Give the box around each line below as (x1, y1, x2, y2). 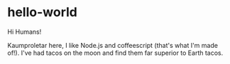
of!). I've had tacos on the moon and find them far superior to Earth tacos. (7, 49, 224, 57)
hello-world (7, 4, 78, 20)
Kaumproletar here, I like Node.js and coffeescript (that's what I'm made (7, 41, 219, 49)
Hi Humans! (7, 27, 42, 36)
